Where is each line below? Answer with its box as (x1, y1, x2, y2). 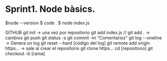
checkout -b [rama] (5, 51, 45, 57)
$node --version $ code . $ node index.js (5, 20, 90, 26)
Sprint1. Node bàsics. (5, 3, 96, 15)
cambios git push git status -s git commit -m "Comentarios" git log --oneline (5, 35, 162, 41)
